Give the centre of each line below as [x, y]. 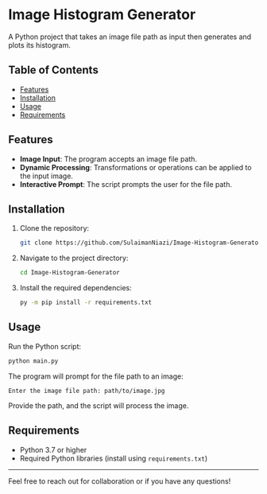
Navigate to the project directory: [74, 258]
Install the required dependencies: [76, 288]
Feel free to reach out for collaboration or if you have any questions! [120, 481]
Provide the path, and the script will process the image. [99, 405]
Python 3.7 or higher [53, 449]
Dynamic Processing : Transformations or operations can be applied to [135, 167]
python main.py [33, 361]
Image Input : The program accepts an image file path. [108, 159]
